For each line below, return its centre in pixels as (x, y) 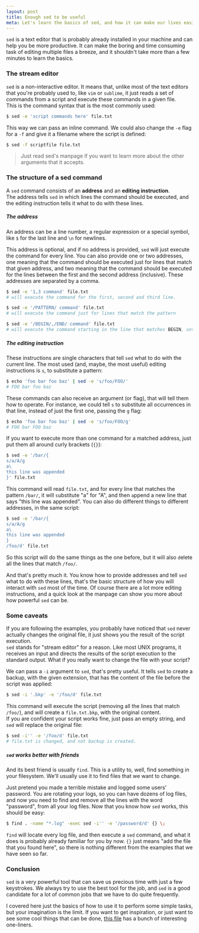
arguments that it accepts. (52, 162)
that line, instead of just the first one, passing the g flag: (74, 411)
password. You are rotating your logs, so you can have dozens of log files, (97, 793)
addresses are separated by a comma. (53, 281)
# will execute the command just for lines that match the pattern (91, 313)
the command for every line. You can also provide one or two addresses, (95, 256)
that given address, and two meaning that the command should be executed (99, 268)
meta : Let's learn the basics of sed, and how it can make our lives (94, 22)
